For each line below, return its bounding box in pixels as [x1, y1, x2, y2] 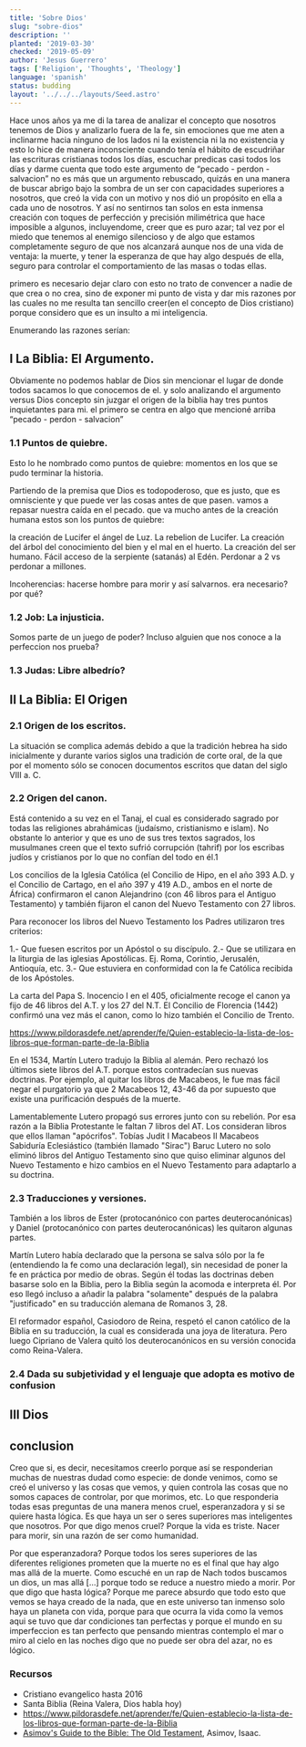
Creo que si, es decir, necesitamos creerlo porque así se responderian [9, 1462, 273, 1473]
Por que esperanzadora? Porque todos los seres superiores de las [9, 1548, 258, 1559]
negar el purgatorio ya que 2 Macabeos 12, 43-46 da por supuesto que [9, 1083, 277, 1095]
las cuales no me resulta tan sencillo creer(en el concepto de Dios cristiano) [9, 297, 294, 308]
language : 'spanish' [9, 73, 88, 82]
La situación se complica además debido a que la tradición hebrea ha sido [9, 740, 288, 751]
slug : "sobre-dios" [9, 22, 84, 31]
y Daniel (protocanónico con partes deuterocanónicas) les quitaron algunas [9, 1222, 293, 1233]
